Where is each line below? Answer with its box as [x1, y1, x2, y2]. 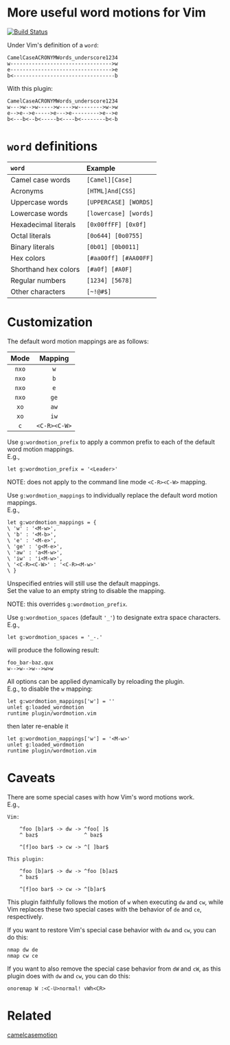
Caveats [7, 771, 56, 786]
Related [7, 1008, 51, 1023]
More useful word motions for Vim [7, 5, 206, 21]
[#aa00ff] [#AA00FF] [86, 254, 154, 262]
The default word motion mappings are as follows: [7, 337, 149, 345]
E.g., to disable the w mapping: [7, 685, 93, 693]
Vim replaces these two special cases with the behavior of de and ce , [7, 905, 203, 913]
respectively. [7, 912, 43, 920]
